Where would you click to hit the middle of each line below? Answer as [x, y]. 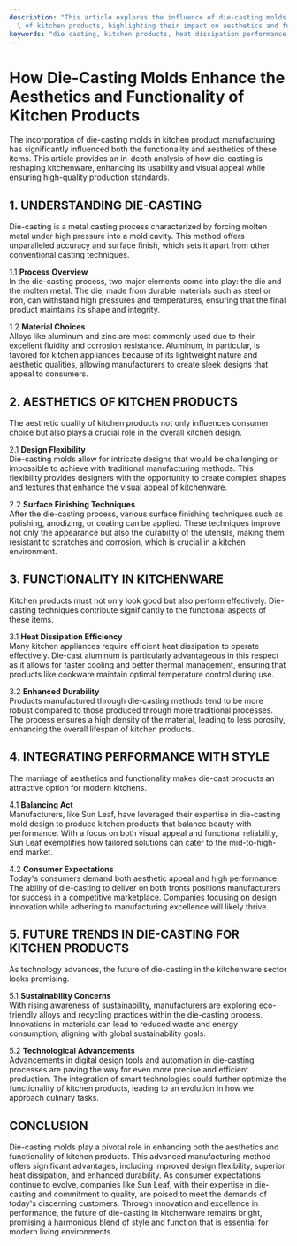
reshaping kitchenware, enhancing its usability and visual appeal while [137, 168]
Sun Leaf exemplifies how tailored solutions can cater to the [118, 842]
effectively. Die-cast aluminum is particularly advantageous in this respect [144, 655]
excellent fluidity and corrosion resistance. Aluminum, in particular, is [135, 345]
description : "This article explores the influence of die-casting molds [148, 17]
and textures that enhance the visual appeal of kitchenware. [118, 487]
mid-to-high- [253, 842]
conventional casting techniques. [69, 255]
